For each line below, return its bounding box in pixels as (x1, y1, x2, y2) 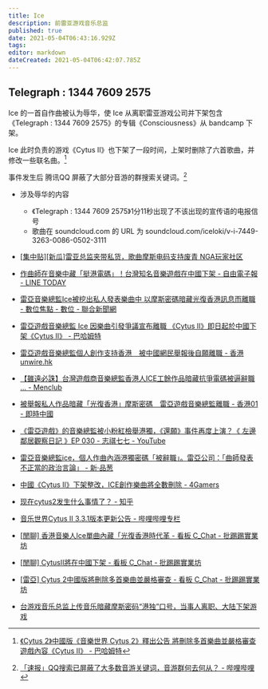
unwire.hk (19, 357, 53, 366)
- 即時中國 (19, 409, 54, 418)
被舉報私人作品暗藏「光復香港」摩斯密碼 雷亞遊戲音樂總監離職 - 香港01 (19, 399, 258, 408)
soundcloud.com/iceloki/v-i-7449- (144, 227, 259, 236)
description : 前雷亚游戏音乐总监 (8, 19, 109, 27)
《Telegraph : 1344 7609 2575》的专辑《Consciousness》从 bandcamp (8, 117, 245, 128)
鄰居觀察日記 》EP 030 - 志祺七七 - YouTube (19, 436, 166, 445)
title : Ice (8, 11, 45, 20)
